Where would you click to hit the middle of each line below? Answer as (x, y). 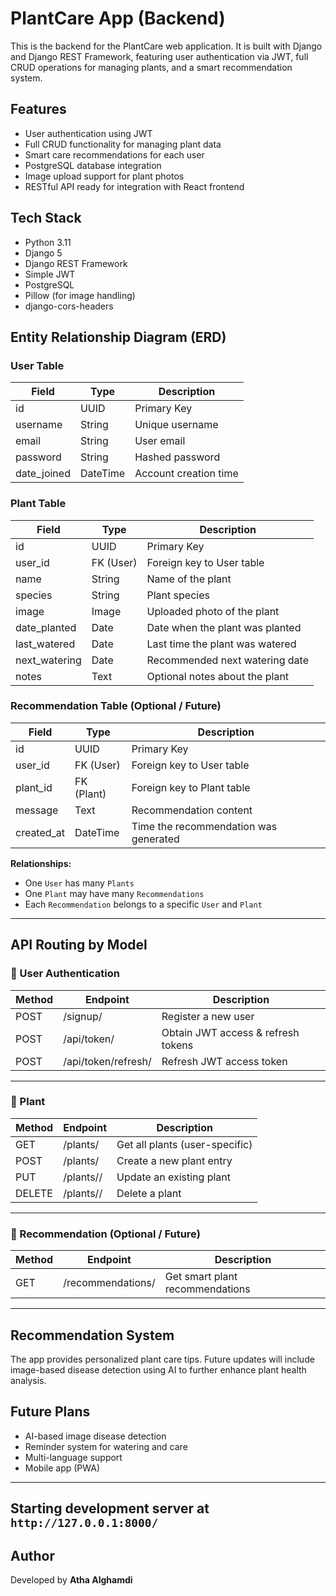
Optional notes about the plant (218, 676)
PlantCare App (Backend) (118, 18)
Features (38, 109)
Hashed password (177, 457)
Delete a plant (149, 1193)
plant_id (34, 787)
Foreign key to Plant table (191, 787)
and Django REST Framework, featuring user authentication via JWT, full (159, 56)
